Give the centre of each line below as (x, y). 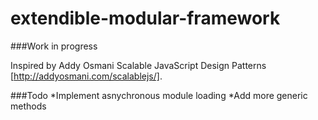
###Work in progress (54, 46)
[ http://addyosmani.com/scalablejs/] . (86, 76)
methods (28, 106)
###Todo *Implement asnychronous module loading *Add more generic (159, 95)
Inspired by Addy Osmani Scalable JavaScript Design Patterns (138, 65)
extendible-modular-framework (145, 18)
